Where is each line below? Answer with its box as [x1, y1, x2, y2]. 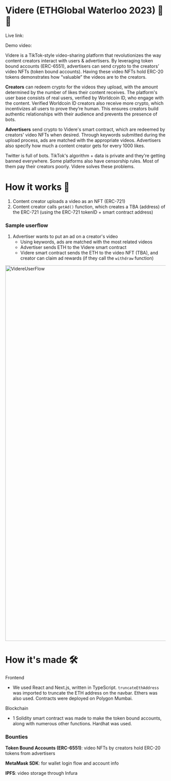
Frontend [5, 675, 24, 681]
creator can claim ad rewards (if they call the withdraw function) [20, 255, 154, 261]
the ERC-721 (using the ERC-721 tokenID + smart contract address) [12, 209, 154, 215]
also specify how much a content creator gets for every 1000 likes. [5, 143, 145, 149]
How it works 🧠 [5, 181, 70, 193]
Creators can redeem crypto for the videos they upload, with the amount [5, 84, 158, 90]
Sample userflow [5, 222, 48, 229]
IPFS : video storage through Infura [5, 770, 78, 776]
